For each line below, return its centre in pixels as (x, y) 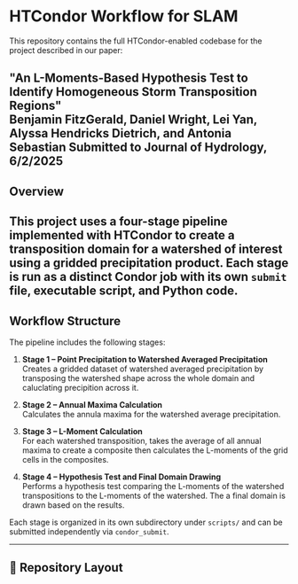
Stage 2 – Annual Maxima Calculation (92, 404)
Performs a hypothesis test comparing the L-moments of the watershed (153, 486)
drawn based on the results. (73, 505)
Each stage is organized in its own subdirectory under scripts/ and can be (146, 522)
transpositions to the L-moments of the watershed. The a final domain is (154, 495)
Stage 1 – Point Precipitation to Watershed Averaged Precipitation (145, 359)
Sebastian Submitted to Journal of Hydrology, (138, 148)
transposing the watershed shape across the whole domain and (138, 378)
